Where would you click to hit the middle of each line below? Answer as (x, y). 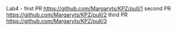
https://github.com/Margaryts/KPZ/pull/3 (57, 21)
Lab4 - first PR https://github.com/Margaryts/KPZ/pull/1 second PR (89, 9)
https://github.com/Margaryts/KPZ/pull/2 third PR (67, 15)
